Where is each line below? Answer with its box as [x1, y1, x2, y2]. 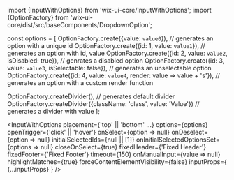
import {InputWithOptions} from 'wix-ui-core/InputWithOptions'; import [7, 6, 212, 14]
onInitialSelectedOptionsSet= [136, 135, 220, 144]
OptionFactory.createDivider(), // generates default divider [7, 92, 175, 100]
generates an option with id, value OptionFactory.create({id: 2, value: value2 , [7, 49, 228, 57]
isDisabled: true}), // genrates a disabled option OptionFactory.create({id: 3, [7, 57, 225, 65]
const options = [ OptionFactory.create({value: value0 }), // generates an [7, 34, 214, 43]
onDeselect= [170, 128, 208, 136]
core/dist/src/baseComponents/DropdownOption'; [7, 21, 152, 29]
